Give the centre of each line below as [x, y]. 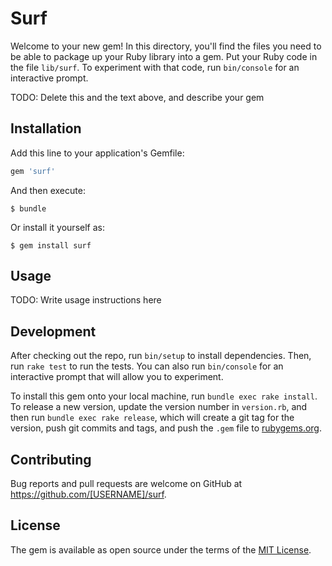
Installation [46, 128]
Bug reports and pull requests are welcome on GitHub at [126, 484]
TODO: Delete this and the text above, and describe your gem [137, 97]
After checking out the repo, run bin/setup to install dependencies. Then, [161, 356]
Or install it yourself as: [57, 227]
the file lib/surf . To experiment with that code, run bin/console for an [155, 67]
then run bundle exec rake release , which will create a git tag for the [152, 418]
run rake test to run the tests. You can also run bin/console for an [147, 366]
